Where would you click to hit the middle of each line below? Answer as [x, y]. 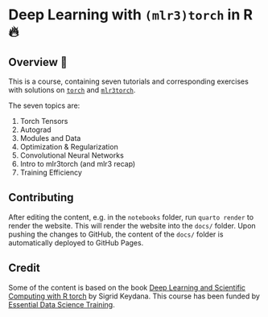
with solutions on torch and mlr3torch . [72, 90]
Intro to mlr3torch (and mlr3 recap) [78, 164]
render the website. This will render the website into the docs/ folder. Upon [132, 225]
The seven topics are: [44, 105]
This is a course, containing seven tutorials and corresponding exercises [129, 81]
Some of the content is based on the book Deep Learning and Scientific [127, 287]
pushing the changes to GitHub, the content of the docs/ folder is [116, 234]
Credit [24, 268]
